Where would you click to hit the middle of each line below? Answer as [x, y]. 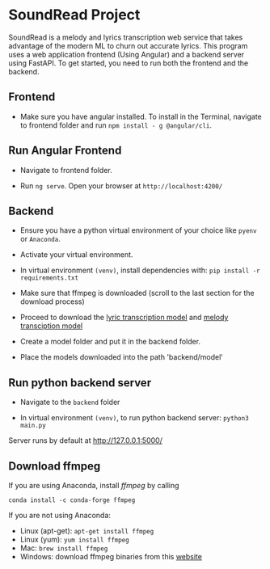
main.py [33, 426]
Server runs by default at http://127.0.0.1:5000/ [86, 440]
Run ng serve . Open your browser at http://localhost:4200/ [121, 185]
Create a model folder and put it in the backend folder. [110, 342]
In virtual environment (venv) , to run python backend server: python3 [134, 418]
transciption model [51, 326]
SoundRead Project [74, 15]
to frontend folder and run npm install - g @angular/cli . [116, 125]
